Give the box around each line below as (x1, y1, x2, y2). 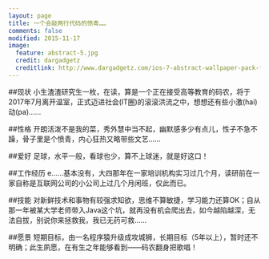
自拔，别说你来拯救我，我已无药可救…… (14, 215, 147, 225)
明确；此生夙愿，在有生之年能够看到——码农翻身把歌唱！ (8, 242, 198, 252)
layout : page (8, 11, 52, 20)
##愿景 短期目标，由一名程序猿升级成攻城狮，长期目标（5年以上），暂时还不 (8, 232, 259, 241)
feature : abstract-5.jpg (15, 49, 98, 57)
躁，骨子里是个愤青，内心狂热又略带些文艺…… (8, 134, 162, 144)
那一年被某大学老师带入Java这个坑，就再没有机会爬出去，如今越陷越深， (8, 205, 249, 215)
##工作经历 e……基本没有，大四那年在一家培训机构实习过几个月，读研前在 (8, 168, 254, 177)
